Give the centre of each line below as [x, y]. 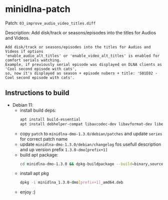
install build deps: [38, 110]
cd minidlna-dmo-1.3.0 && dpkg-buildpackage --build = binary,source [91, 164]
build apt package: [39, 155]
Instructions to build [37, 93]
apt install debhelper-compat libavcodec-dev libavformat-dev [86, 124]
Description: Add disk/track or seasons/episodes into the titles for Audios [81, 32]
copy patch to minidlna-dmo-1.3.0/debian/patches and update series [91, 134]
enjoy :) [28, 192]
